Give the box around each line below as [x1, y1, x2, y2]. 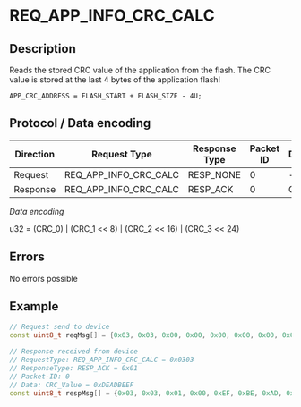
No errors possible [9, 273, 78, 284]
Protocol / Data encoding [9, 115, 151, 131]
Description [9, 41, 76, 56]
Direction [14, 148, 56, 160]
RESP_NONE [187, 168, 242, 181]
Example [9, 299, 59, 314]
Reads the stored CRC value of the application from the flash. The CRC [9, 64, 271, 75]
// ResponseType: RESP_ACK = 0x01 [9, 363, 139, 372]
